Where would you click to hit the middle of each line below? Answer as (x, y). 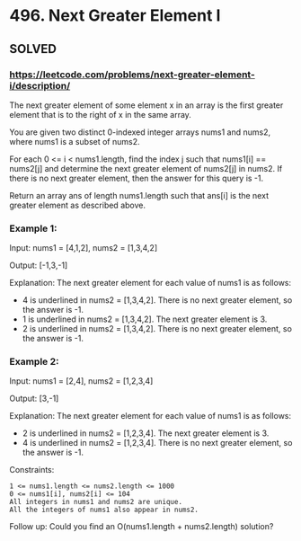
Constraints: (32, 470)
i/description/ (40, 85)
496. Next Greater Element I (115, 16)
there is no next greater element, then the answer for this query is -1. (137, 178)
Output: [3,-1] (34, 399)
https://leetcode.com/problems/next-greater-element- (133, 75)
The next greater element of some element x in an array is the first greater (146, 105)
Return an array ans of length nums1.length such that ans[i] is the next (139, 195)
